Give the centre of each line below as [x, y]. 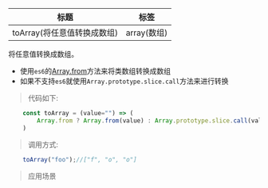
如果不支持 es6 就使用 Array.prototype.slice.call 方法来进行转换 [124, 81]
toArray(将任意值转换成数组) [65, 33]
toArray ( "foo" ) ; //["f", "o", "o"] [80, 159]
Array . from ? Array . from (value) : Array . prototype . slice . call [142, 120]
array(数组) [147, 33]
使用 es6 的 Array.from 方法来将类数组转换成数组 [95, 71]
